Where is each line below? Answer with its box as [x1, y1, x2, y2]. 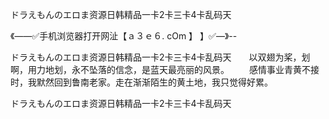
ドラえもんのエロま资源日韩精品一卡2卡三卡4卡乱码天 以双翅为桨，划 [10, 51, 311, 63]
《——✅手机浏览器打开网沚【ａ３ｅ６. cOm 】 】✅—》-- [10, 30, 238, 42]
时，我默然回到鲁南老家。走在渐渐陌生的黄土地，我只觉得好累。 [10, 76, 273, 88]
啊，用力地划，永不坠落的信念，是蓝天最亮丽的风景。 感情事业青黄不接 [10, 64, 320, 75]
